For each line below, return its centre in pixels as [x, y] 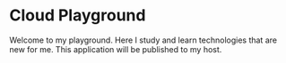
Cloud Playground [78, 16]
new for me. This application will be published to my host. [116, 49]
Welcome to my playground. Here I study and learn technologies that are [143, 40]
